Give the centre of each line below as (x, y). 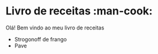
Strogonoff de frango (41, 39)
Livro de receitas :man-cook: (79, 11)
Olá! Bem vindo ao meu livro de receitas (55, 28)
